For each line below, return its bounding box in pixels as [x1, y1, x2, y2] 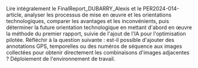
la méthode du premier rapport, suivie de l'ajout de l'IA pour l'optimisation [6, 30, 186, 37]
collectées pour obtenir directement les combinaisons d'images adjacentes [6, 49, 190, 56]
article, [6, 11, 23, 18]
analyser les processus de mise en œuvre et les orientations [24, 11, 172, 18]
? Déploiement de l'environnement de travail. [6, 56, 116, 62]
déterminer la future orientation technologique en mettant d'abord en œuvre [6, 24, 193, 31]
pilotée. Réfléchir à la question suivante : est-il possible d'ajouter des [6, 37, 175, 43]
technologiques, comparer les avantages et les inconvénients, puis [6, 18, 170, 24]
